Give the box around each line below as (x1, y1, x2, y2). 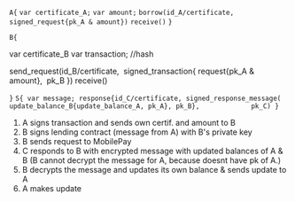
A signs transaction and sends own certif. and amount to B (21, 118, 237, 128)
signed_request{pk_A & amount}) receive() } (9, 18, 173, 27)
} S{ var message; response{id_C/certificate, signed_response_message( (9, 94, 282, 103)
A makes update (21, 183, 82, 193)
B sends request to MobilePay (21, 136, 132, 146)
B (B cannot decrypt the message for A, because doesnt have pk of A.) (21, 155, 282, 166)
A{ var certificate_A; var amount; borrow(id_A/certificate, (9, 8, 235, 17)
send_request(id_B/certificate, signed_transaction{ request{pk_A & (9, 66, 255, 76)
